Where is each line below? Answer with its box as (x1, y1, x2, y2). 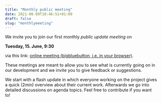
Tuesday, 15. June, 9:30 (5, 43, 54, 49)
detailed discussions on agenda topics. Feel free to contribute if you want (5, 87, 152, 93)
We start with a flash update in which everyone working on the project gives (5, 77, 157, 83)
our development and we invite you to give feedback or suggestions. (5, 68, 142, 73)
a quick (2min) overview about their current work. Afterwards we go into (5, 82, 149, 88)
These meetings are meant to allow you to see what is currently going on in (5, 62, 155, 68)
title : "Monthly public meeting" (5, 7, 73, 12)
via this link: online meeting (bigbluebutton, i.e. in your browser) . (5, 53, 133, 59)
